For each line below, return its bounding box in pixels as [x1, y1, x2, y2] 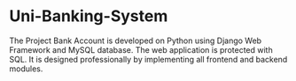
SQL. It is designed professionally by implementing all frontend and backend [9, 54, 288, 64]
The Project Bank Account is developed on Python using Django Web [9, 35, 262, 46]
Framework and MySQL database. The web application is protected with [9, 44, 273, 55]
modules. [9, 63, 43, 74]
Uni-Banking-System [9, 6, 168, 26]
